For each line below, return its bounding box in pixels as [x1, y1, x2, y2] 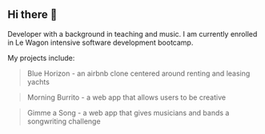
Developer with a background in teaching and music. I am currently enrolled [7, 29, 258, 38]
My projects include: [7, 53, 75, 62]
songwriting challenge [26, 116, 101, 126]
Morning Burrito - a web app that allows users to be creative [26, 93, 226, 102]
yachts [26, 77, 50, 86]
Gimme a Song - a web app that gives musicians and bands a [26, 108, 230, 117]
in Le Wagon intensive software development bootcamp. [7, 37, 194, 47]
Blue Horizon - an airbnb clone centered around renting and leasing [26, 69, 251, 78]
